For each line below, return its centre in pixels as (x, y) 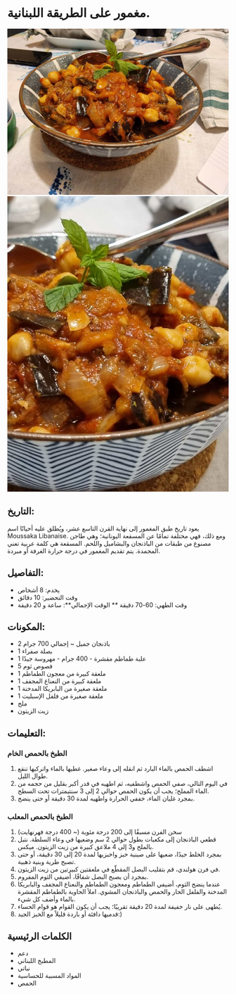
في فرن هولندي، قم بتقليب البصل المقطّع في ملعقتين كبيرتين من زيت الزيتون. (119, 869)
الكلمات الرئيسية (40, 936)
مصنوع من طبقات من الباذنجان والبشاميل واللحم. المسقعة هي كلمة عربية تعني (109, 543)
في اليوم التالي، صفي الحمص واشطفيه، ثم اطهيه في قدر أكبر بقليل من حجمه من (123, 784)
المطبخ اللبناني (37, 961)
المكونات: (26, 626)
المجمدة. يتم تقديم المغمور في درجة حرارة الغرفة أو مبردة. (84, 551)
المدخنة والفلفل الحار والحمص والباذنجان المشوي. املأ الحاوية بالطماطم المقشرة (122, 892)
